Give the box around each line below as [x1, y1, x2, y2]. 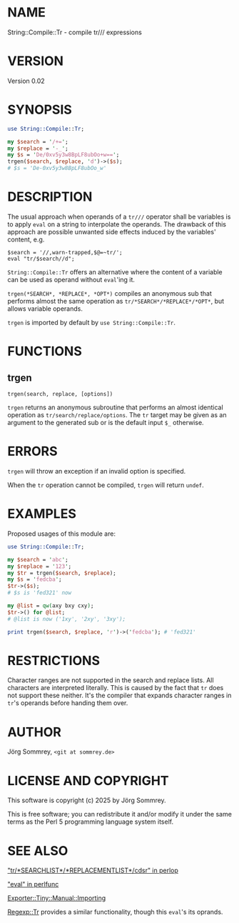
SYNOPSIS [7, 101, 73, 118]
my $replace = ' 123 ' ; [7, 562, 72, 570]
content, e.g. [7, 235, 45, 244]
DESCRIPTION [7, 189, 93, 205]
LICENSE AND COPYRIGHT [7, 772, 169, 789]
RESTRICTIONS [7, 652, 100, 669]
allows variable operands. [7, 304, 83, 313]
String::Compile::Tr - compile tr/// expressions [7, 28, 143, 36]
